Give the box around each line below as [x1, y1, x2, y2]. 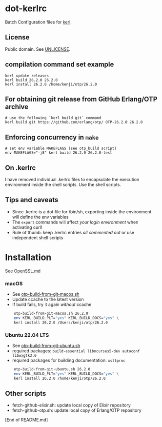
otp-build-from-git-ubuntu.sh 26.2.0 [14, 366, 91, 371]
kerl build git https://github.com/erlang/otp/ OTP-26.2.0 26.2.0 [5, 120, 143, 125]
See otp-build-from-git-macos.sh [12, 291, 80, 297]
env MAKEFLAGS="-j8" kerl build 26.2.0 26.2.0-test [5, 150, 112, 155]
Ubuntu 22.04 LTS [5, 331, 49, 338]
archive [5, 102, 29, 111]
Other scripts [5, 389, 46, 398]
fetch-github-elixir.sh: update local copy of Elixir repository [12, 402, 131, 408]
